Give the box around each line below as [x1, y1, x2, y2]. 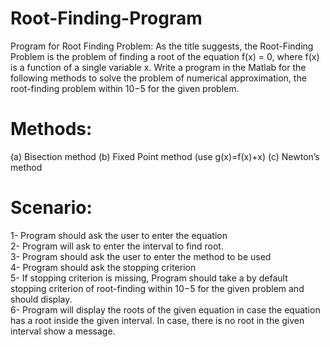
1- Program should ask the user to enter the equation [10, 229, 228, 241]
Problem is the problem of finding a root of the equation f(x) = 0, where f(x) [10, 50, 320, 62]
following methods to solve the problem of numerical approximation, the [10, 72, 307, 84]
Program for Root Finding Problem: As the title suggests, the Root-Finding [10, 40, 314, 52]
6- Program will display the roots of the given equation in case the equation [10, 303, 321, 316]
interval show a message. [10, 325, 116, 337]
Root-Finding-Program [10, 7, 203, 30]
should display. [10, 293, 73, 305]
